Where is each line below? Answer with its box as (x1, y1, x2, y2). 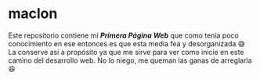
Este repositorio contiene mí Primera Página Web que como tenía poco (8, 31, 239, 40)
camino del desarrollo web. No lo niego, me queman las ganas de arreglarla (8, 56, 252, 65)
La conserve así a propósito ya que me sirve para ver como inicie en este (8, 47, 244, 56)
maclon (8, 5, 58, 23)
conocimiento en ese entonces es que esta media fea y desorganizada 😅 (8, 38, 245, 48)
